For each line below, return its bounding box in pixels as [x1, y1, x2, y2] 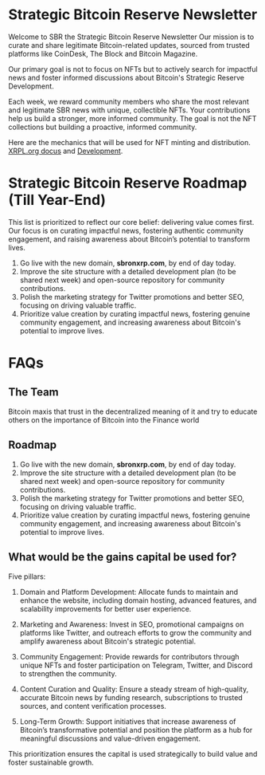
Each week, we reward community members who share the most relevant [8, 96, 249, 106]
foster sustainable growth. [8, 757, 94, 767]
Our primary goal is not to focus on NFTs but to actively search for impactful [8, 64, 258, 73]
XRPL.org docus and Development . [8, 146, 123, 155]
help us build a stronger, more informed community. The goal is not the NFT [8, 113, 257, 123]
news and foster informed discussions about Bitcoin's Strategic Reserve [8, 73, 245, 82]
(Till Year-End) [8, 191, 106, 209]
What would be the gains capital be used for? [8, 550, 237, 564]
